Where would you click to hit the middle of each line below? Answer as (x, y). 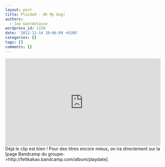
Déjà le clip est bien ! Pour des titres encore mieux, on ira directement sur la (83, 149)
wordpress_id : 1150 (25, 28)
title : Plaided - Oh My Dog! (35, 14)
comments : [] (19, 47)
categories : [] (21, 38)
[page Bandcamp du (26, 154)
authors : (14, 19)
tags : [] (14, 42)
